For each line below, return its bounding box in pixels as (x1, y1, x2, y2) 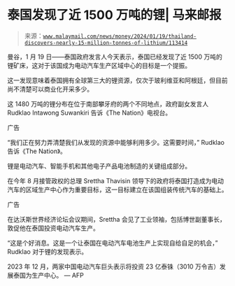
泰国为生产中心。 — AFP (13, 271, 84, 279)
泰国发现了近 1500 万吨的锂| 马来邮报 (7, 7, 222, 23)
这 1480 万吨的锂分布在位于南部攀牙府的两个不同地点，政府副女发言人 (7, 99, 209, 108)
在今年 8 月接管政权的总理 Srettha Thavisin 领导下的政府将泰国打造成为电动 (7, 176, 225, 185)
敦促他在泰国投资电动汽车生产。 (7, 224, 99, 232)
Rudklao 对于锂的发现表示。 (7, 247, 88, 256)
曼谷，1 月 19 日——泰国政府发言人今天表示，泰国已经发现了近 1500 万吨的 (7, 52, 222, 61)
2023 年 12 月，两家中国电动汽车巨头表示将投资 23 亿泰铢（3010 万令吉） (7, 262, 220, 271)
